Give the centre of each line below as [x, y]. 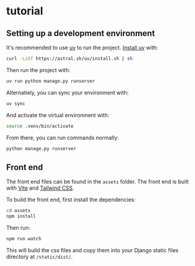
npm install [21, 216]
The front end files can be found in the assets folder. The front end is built [97, 182]
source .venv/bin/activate [40, 126]
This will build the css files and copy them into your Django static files [92, 250]
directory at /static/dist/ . [40, 256]
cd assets [19, 211]
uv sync [16, 103]
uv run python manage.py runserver [51, 81]
